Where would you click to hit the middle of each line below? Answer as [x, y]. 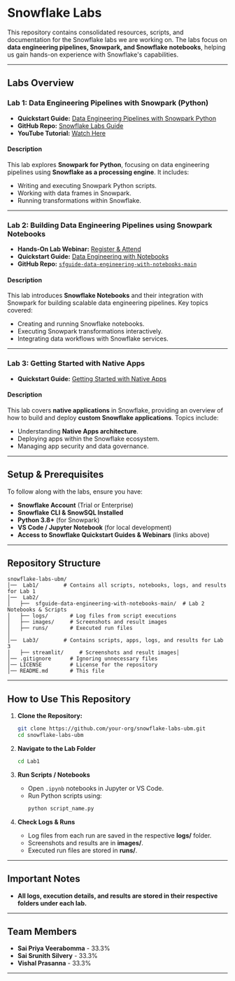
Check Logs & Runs [46, 822]
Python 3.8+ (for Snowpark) [58, 520]
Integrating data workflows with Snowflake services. [93, 339]
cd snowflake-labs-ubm [50, 736]
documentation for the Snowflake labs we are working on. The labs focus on [117, 39]
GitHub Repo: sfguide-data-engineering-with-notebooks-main [107, 264]
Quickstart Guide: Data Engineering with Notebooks [93, 257]
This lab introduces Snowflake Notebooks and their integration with [105, 296]
